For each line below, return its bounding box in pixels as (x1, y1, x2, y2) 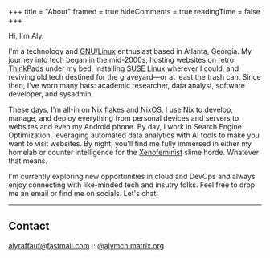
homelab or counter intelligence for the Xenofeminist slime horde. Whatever (8, 148, 260, 157)
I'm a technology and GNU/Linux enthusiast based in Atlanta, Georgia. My (8, 47, 252, 55)
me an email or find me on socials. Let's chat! (8, 189, 159, 198)
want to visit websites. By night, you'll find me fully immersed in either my (8, 139, 252, 148)
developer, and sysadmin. (8, 89, 94, 99)
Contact (8, 219, 50, 233)
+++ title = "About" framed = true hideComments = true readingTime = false (8, 7, 261, 16)
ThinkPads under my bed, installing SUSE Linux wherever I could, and (8, 63, 239, 73)
